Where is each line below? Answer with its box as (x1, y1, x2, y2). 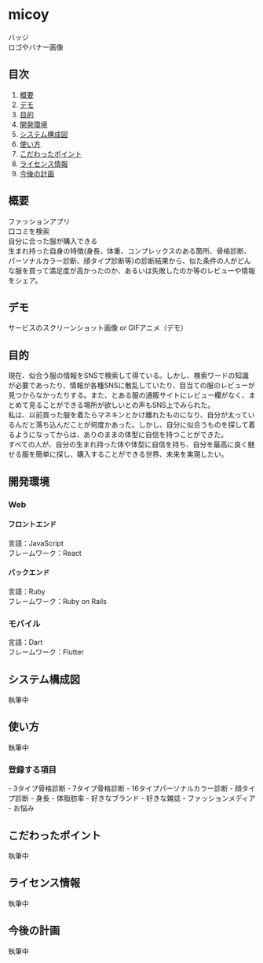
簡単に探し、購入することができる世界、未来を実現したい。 (35, 450, 228, 459)
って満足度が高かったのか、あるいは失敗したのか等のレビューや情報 (35, 265, 256, 275)
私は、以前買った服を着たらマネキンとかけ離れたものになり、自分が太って (8, 410, 249, 420)
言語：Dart (8, 638, 43, 647)
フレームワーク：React (8, 548, 82, 557)
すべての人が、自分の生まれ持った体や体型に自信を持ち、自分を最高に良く (8, 439, 249, 450)
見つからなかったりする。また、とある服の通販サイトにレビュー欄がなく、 (8, 391, 249, 400)
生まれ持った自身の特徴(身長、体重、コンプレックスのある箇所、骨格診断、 (8, 246, 251, 255)
